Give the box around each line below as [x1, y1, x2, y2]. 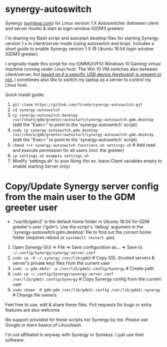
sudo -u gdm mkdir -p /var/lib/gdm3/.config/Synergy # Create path [12, 265, 154, 271]
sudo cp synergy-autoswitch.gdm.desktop [12, 127, 98, 133]
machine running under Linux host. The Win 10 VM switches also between [5, 66, 158, 72]
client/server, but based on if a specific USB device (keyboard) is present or [5, 71, 161, 77]
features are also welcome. [5, 306, 61, 313]
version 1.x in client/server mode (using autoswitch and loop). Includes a [5, 40, 154, 46]
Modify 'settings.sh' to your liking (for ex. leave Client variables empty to [12, 157, 162, 163]
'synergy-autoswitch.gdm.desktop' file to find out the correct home [12, 229, 151, 235]
